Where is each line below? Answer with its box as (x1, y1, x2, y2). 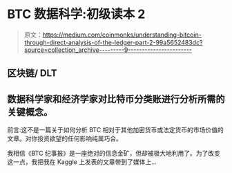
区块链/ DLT (7, 67, 57, 80)
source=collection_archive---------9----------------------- (23, 46, 192, 54)
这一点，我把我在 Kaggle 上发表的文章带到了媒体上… (7, 158, 157, 166)
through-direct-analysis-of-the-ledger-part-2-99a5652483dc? (23, 38, 203, 46)
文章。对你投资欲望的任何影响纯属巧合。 (7, 134, 122, 143)
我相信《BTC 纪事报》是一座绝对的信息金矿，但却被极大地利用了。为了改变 (7, 149, 221, 158)
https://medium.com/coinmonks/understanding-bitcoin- (42, 30, 202, 39)
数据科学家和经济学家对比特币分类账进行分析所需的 (7, 93, 225, 104)
